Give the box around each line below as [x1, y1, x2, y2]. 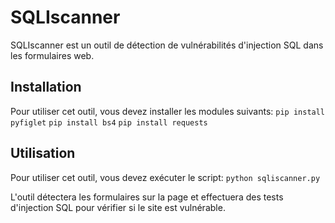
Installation [10, 79, 82, 96]
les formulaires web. [10, 49, 95, 61]
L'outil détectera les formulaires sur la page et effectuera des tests [10, 191, 284, 203]
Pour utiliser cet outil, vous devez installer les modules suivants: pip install [10, 105, 326, 117]
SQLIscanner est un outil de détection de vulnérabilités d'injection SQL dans [10, 39, 324, 51]
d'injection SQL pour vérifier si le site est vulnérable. [10, 201, 226, 213]
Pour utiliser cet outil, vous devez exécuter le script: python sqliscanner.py [10, 171, 321, 183]
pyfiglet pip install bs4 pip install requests [10, 117, 208, 128]
